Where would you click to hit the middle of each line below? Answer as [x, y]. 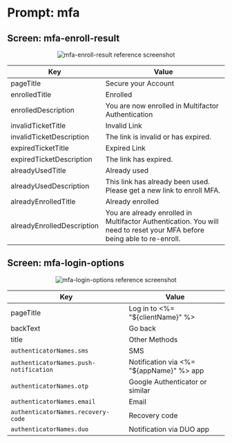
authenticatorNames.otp [50, 386]
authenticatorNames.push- [53, 363]
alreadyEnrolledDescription [55, 226]
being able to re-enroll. [143, 238]
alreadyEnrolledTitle [43, 201]
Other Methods [153, 339]
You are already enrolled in [149, 213]
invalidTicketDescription [50, 137]
